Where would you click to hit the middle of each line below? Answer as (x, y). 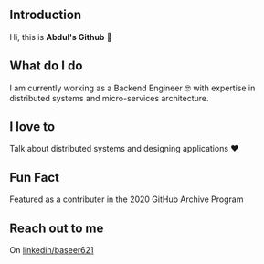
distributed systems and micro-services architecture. (109, 98)
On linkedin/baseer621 (52, 250)
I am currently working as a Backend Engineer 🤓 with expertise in (132, 88)
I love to (32, 127)
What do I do (46, 66)
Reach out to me (57, 228)
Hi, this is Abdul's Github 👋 (61, 37)
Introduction (46, 15)
